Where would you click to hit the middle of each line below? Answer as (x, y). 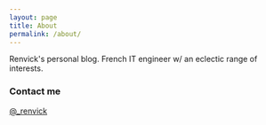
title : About (33, 26)
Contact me (35, 91)
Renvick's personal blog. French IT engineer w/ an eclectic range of (133, 59)
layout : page (33, 17)
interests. (26, 68)
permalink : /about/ (45, 34)
